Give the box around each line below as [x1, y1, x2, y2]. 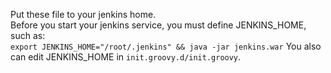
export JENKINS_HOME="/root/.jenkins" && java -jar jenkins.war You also [10, 40, 322, 52]
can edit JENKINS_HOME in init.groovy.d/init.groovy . [10, 51, 242, 63]
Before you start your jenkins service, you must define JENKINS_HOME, [10, 19, 307, 31]
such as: [10, 30, 46, 41]
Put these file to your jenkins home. [10, 9, 157, 20]
